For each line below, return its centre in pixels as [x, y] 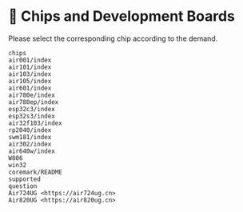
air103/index [30, 74]
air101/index [30, 67]
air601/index [30, 88]
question [23, 186]
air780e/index [32, 95]
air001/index [30, 60]
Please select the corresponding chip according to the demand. [113, 38]
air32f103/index [35, 123]
